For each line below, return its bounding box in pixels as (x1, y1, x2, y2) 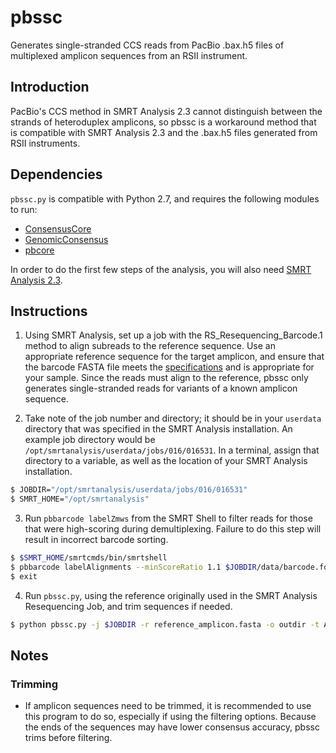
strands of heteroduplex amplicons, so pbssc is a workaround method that (10, 116, 317, 128)
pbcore (24, 244, 55, 256)
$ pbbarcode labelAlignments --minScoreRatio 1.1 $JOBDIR (10, 562, 257, 572)
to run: (10, 203, 38, 215)
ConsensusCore (24, 222, 92, 235)
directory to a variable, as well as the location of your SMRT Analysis (24, 455, 308, 467)
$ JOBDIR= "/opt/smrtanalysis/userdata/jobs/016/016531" (10, 485, 248, 495)
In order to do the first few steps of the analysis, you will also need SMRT (10, 263, 312, 275)
